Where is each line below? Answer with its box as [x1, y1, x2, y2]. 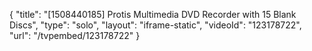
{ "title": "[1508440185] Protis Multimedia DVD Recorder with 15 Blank [9, 9, 297, 20]
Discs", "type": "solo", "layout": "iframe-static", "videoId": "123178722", [9, 19, 302, 31]
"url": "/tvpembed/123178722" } [9, 30, 141, 41]
